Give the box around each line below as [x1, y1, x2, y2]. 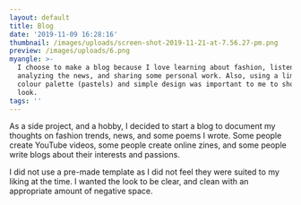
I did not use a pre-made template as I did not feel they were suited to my [9, 167, 280, 177]
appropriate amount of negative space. [9, 185, 154, 197]
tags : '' [9, 96, 42, 106]
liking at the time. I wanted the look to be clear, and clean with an [9, 176, 249, 187]
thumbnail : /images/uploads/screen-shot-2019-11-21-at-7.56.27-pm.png [9, 38, 279, 47]
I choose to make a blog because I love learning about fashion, [17, 64, 267, 73]
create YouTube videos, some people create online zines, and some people [9, 140, 287, 150]
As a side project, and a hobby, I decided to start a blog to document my [9, 121, 276, 132]
